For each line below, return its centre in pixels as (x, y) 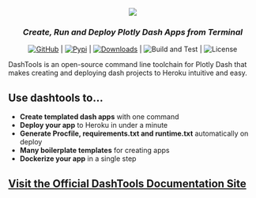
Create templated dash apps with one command (99, 117)
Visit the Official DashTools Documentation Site (127, 183)
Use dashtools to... (56, 97)
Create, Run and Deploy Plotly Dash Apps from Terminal (133, 32)
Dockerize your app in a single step (78, 159)
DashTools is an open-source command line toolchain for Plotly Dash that (128, 65)
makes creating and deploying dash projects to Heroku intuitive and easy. (128, 73)
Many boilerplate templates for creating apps (94, 151)
